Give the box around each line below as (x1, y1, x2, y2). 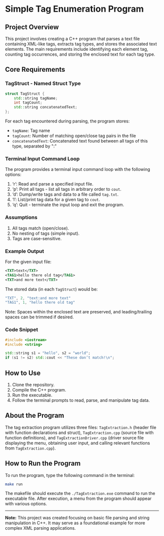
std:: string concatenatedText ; (14, 105, 78, 110)
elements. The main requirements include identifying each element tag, (5, 46, 148, 52)
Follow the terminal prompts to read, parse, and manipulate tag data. (12, 397, 150, 403)
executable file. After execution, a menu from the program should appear (5, 495, 152, 501)
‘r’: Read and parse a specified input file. (12, 181, 94, 187)
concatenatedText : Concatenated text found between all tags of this (12, 138, 148, 144)
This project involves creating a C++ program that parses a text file (5, 36, 140, 41)
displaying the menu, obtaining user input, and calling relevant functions (5, 440, 150, 446)
